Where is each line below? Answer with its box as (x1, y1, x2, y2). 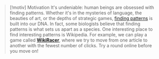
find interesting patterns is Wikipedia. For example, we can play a (9, 32, 147, 37)
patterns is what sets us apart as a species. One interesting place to (9, 26, 153, 32)
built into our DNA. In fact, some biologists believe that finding (9, 21, 141, 27)
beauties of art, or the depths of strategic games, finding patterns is (9, 15, 153, 21)
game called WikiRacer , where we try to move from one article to (9, 37, 148, 43)
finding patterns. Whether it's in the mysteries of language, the (9, 10, 142, 16)
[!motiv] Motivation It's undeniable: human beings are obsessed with (9, 5, 154, 10)
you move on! (9, 48, 39, 54)
